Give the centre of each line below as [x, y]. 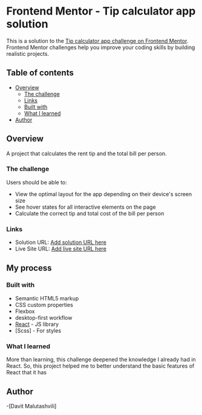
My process [29, 268]
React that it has [27, 373]
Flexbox [25, 311]
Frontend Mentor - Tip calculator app [101, 11]
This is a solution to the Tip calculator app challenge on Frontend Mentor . [97, 41]
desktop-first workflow [44, 317]
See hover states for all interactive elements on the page [85, 207]
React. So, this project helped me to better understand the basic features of [100, 366]
